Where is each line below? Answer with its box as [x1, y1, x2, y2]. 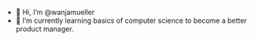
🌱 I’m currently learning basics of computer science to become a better [15, 16, 247, 25]
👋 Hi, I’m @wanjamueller [15, 8, 95, 17]
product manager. [15, 24, 74, 33]
